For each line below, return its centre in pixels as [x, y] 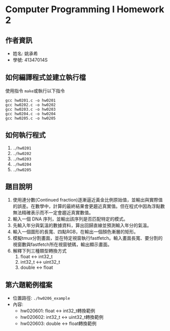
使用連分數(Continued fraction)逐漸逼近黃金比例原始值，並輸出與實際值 [88, 200]
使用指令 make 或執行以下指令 [35, 91]
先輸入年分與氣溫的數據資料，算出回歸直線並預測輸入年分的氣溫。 [82, 225]
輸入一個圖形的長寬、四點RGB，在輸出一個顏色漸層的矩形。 [76, 232]
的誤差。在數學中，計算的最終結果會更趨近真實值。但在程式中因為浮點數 [89, 206]
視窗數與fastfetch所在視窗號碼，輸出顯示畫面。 [62, 245]
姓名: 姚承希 [25, 54]
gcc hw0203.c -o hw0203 [31, 109]
